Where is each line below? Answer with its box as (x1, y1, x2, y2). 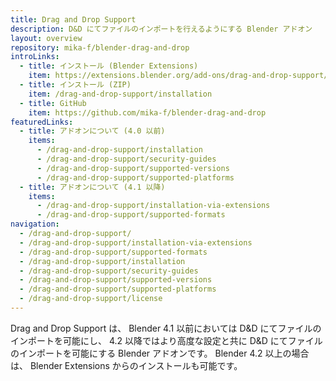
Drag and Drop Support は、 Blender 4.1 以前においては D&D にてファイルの (10, 322, 322, 334)
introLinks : (10, 52, 60, 62)
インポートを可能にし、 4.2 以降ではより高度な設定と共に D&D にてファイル (10, 334, 323, 346)
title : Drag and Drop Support (10, 14, 137, 25)
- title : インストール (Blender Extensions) (19, 61, 199, 71)
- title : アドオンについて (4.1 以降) (19, 182, 166, 192)
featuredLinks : (10, 117, 74, 127)
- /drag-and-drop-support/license (19, 294, 163, 304)
